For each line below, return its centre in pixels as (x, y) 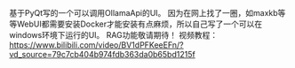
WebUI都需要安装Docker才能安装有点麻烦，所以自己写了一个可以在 (140, 24)
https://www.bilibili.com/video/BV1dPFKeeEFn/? (96, 45)
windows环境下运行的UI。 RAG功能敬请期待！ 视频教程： (114, 35)
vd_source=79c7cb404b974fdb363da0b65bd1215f (102, 54)
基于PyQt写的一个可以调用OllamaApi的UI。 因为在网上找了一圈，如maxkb (144, 13)
